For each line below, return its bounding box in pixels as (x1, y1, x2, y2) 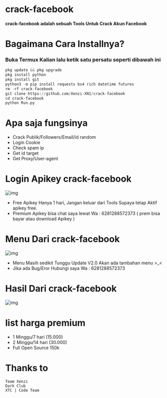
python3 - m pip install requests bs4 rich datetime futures (5, 82, 135, 87)
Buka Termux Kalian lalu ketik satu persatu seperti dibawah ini (5, 56, 161, 63)
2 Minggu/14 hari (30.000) (12, 339, 67, 345)
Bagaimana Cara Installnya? (5, 38, 125, 49)
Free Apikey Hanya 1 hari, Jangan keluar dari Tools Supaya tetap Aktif (12, 200, 157, 206)
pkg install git (5, 77, 39, 82)
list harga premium (5, 317, 86, 329)
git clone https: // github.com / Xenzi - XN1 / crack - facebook (5, 91, 125, 96)
